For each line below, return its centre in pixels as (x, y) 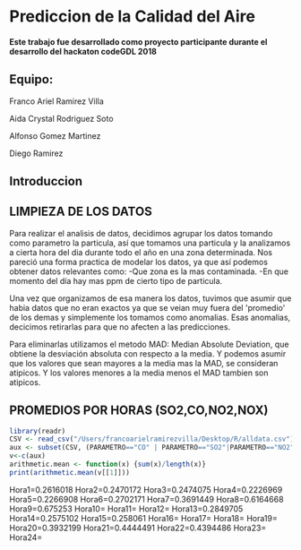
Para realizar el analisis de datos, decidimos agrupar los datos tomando (141, 233)
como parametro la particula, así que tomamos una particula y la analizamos (150, 243)
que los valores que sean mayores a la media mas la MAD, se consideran (144, 363)
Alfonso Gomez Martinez (55, 135)
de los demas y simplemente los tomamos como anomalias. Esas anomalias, (150, 317)
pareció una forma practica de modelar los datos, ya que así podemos (139, 262)
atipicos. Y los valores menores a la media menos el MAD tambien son (139, 373)
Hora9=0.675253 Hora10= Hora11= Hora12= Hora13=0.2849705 (126, 509)
